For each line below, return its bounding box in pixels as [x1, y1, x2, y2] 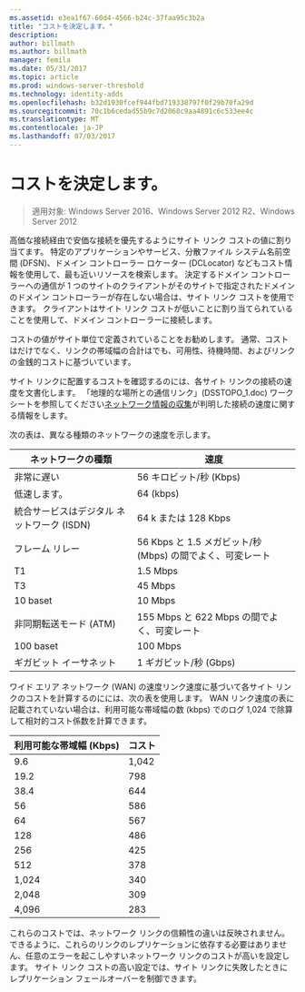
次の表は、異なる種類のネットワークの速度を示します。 [9, 429, 216, 440]
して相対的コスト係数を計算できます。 [9, 715, 152, 726]
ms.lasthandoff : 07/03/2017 [9, 132, 116, 141]
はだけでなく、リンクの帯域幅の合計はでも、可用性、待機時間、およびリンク [9, 345, 296, 356]
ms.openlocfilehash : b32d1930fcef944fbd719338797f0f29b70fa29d [9, 97, 254, 107]
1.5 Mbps [136, 564, 179, 577]
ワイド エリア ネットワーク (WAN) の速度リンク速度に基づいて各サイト [9, 681, 274, 692]
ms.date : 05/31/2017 [9, 65, 88, 74]
